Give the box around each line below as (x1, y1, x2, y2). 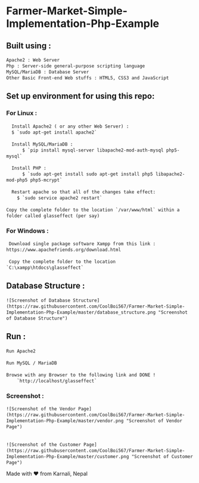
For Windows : (6, 227, 49, 235)
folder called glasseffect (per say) (6, 213, 100, 219)
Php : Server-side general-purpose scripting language (6, 63, 145, 69)
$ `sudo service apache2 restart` (17, 195, 102, 201)
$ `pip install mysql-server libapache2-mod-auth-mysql (21, 147, 164, 153)
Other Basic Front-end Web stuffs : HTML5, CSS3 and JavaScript (6, 75, 169, 81)
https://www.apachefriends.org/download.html (6, 246, 121, 253)
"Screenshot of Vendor (126, 417, 183, 424)
